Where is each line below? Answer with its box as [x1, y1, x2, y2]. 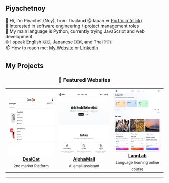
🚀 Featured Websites [58, 77, 111, 84]
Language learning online [115, 160, 159, 165]
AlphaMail [73, 156, 95, 162]
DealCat [22, 156, 40, 162]
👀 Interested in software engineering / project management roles [5, 23, 139, 29]
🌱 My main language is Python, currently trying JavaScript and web [5, 28, 145, 34]
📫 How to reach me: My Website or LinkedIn [5, 45, 98, 51]
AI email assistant [68, 163, 100, 168]
